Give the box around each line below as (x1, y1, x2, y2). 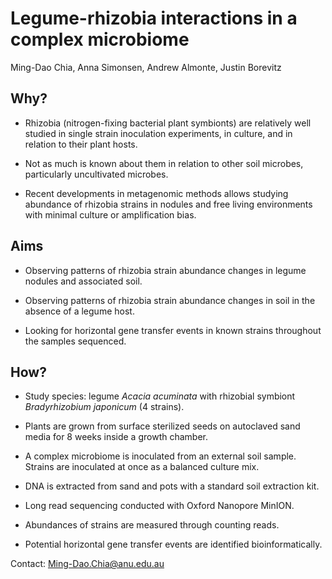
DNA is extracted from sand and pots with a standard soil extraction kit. (24, 480, 320, 492)
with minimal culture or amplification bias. (24, 208, 197, 221)
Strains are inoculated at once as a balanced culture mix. (24, 461, 260, 473)
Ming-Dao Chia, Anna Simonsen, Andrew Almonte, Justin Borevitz (10, 61, 282, 73)
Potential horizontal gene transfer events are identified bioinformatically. (24, 538, 323, 551)
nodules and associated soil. (24, 275, 143, 287)
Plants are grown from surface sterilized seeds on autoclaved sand (24, 420, 301, 432)
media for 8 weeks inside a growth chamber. (24, 431, 208, 443)
